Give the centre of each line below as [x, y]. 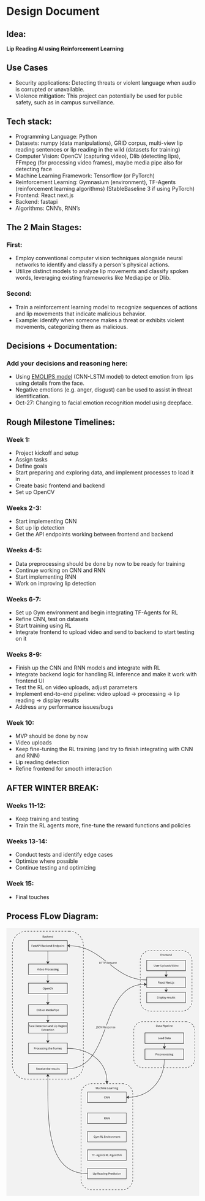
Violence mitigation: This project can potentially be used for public [99, 96]
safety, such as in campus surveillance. [65, 102]
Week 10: [20, 723]
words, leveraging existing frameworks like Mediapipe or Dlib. [93, 278]
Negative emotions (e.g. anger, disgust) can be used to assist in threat [104, 390]
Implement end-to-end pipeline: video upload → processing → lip [98, 694]
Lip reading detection [42, 762]
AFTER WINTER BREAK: [53, 788]
